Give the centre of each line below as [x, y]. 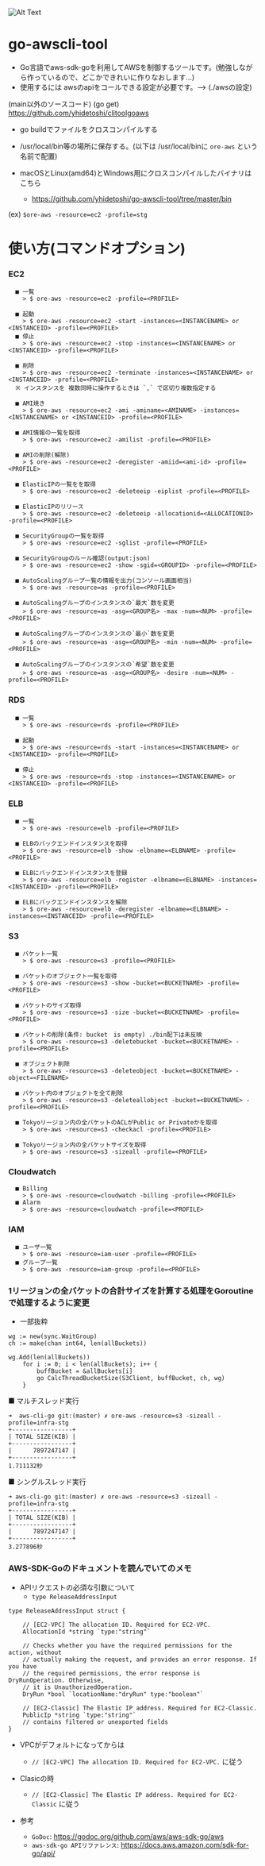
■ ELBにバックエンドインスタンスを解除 [71, 902]
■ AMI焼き [30, 404]
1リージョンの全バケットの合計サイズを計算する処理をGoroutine [131, 1290]
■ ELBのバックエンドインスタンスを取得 [71, 844]
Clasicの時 [37, 1778]
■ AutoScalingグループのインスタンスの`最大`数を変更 [95, 603]
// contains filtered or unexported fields [96, 1722]
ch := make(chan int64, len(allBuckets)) [78, 1344]
